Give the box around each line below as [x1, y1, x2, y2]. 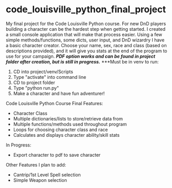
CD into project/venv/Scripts [13, 68, 73, 75]
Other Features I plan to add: [6, 161, 66, 168]
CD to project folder [13, 79, 55, 86]
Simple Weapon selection [13, 177, 67, 183]
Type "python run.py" [13, 85, 59, 91]
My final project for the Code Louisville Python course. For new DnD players [6, 20, 166, 27]
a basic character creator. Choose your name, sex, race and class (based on [6, 42, 167, 48]
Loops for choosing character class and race [13, 127, 108, 133]
